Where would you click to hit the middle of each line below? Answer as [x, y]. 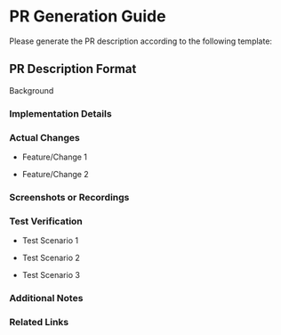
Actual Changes [44, 137]
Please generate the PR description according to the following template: [141, 41]
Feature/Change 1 [54, 157]
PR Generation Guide [88, 16]
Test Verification [46, 221]
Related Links [39, 323]
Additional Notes [46, 298]
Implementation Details [61, 113]
